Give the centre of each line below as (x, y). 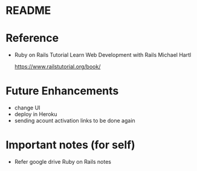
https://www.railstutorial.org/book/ (57, 66)
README (28, 11)
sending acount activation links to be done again (75, 121)
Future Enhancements (62, 91)
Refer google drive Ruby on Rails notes (63, 162)
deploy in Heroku (36, 114)
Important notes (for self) (70, 145)
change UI (27, 108)
